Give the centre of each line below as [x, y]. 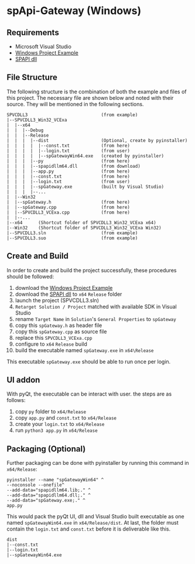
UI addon [23, 380]
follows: [16, 400]
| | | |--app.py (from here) [69, 171]
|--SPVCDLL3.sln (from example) [72, 233]
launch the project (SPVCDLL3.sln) [57, 300]
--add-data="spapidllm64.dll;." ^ [49, 495]
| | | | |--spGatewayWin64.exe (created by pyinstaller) [85, 156]
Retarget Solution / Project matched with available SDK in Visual [96, 306]
